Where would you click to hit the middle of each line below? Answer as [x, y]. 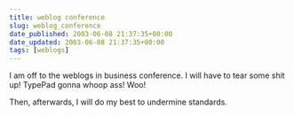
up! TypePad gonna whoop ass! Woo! [78, 85]
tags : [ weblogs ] [39, 50]
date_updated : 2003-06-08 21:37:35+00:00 [87, 42]
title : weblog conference [57, 17]
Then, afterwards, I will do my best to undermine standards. [119, 102]
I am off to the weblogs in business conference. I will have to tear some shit [147, 75]
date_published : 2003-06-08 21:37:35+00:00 [91, 34]
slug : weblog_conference [55, 26]
